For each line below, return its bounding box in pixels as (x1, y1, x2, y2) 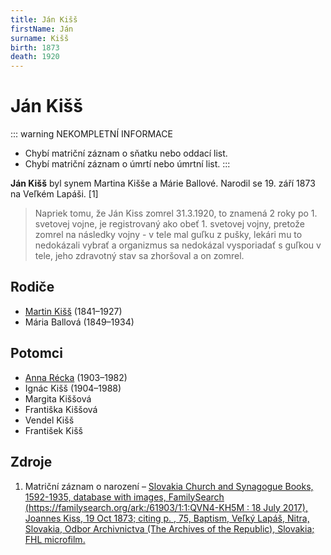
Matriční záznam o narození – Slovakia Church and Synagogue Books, (24, 480, 314, 492)
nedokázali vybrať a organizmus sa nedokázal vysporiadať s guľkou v (34, 239, 322, 251)
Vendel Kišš (24, 414, 75, 426)
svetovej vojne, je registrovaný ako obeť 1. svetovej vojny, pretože (34, 218, 305, 230)
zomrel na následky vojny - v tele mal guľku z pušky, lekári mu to (34, 229, 303, 241)
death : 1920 (10, 52, 60, 62)
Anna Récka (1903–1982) (24, 371, 128, 383)
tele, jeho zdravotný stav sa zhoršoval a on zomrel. (34, 250, 245, 262)
